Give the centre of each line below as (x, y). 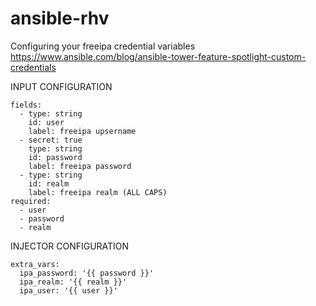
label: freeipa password (80, 166)
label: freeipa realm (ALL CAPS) (98, 192)
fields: (26, 105)
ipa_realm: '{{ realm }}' (73, 282)
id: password (55, 157)
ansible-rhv (60, 18)
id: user (46, 122)
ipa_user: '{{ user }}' (68, 290)
